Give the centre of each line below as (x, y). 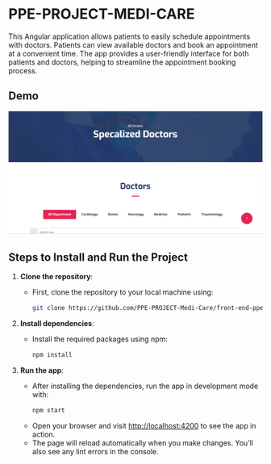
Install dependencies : (57, 324)
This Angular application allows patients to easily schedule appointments (129, 36)
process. (23, 70)
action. (44, 434)
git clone (49, 308)
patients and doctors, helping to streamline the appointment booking (122, 62)
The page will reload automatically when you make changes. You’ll (143, 443)
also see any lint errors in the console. (95, 451)
